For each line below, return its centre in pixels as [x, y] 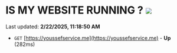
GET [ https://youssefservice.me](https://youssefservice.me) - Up [92, 38]
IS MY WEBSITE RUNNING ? [75, 10]
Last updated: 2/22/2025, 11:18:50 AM [53, 26]
